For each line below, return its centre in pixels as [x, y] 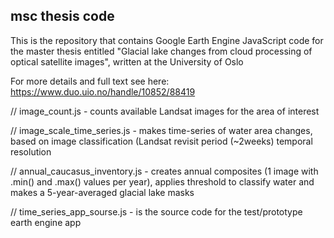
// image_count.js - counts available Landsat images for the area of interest [165, 111]
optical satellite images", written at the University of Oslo [127, 61]
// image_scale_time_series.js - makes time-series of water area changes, [161, 130]
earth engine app [46, 222]
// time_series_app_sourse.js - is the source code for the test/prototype [156, 211]
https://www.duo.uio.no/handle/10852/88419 [103, 91]
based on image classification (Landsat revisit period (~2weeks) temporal [161, 141]
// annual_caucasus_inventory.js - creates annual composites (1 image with [164, 171]
